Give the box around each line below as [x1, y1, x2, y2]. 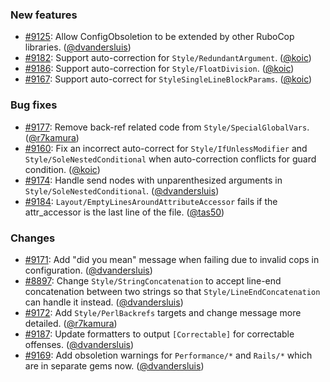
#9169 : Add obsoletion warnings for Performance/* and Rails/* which [24, 349, 313, 361]
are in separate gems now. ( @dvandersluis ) [24, 359, 205, 372]
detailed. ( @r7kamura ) [24, 317, 118, 329]
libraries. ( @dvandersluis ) [24, 41, 132, 53]
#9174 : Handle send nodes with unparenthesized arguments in [24, 174, 283, 186]
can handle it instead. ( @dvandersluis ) [24, 296, 184, 308]
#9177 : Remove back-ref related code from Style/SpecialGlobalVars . [24, 121, 310, 133]
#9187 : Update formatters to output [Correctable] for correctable [24, 328, 295, 340]
